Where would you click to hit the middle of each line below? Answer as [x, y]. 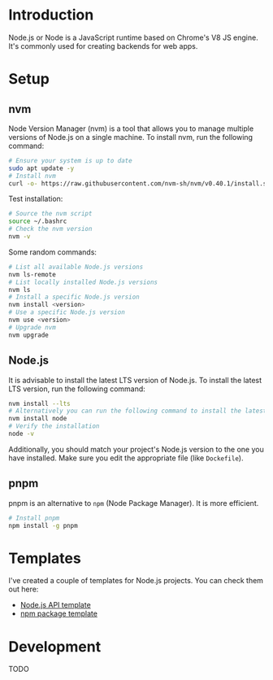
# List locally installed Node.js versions [83, 282]
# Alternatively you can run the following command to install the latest [138, 411]
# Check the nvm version [50, 229]
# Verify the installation [54, 426]
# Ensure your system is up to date [70, 160]
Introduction [51, 15]
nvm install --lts [39, 403]
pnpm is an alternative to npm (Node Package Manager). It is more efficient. [134, 503]
